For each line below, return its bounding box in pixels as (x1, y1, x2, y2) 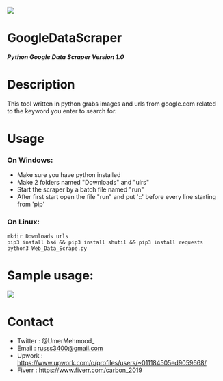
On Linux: (7, 217, 40, 227)
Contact (7, 314, 54, 330)
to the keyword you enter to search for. (7, 106, 117, 115)
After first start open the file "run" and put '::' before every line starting (16, 193, 217, 201)
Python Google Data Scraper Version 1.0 (7, 52, 124, 61)
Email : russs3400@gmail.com (16, 344, 103, 352)
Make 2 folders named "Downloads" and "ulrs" (16, 178, 149, 187)
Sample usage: (7, 268, 94, 283)
